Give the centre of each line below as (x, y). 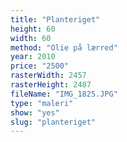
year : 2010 (33, 57)
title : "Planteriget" (55, 19)
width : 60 (31, 38)
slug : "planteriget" (53, 122)
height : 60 (33, 29)
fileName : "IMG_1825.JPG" (64, 94)
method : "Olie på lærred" (64, 47)
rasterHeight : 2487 (51, 85)
